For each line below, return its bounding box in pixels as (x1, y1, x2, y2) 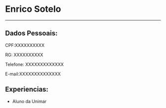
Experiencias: (5, 85, 48, 94)
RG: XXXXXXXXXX (5, 52, 43, 58)
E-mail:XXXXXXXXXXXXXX (5, 71, 61, 77)
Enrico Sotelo (5, 3, 61, 15)
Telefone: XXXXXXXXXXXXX (5, 61, 64, 67)
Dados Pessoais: (5, 29, 58, 37)
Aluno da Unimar (12, 98, 47, 104)
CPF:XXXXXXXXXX (5, 42, 44, 48)
